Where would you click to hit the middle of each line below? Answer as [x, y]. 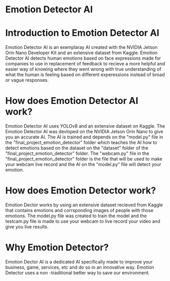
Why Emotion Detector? [57, 248]
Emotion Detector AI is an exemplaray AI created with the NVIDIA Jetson [81, 47]
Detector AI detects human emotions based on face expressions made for [83, 58]
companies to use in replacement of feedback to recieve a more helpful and [85, 64]
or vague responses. [27, 80]
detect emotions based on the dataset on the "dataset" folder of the [77, 148]
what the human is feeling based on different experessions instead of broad [85, 75]
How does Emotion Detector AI [72, 101]
